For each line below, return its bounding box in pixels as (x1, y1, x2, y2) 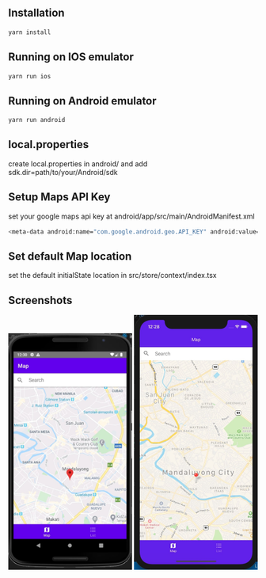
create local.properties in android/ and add (8, 158, 148, 169)
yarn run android (8, 116, 66, 124)
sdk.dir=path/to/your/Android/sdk (8, 167, 118, 177)
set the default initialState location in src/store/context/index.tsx (8, 271, 217, 280)
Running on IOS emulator (8, 51, 135, 64)
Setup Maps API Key (8, 190, 111, 204)
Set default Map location (8, 249, 132, 263)
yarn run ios (8, 72, 51, 80)
